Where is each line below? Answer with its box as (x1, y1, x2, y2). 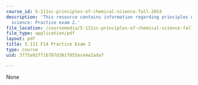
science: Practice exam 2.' (11, 19, 81, 25)
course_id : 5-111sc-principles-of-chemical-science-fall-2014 (6, 8, 162, 15)
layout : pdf (6, 36, 35, 42)
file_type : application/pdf (6, 30, 75, 36)
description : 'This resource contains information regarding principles (6, 14, 189, 20)
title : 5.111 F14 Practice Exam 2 (6, 42, 91, 47)
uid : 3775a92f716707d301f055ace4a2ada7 (6, 52, 104, 58)
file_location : (6, 25, 44, 31)
